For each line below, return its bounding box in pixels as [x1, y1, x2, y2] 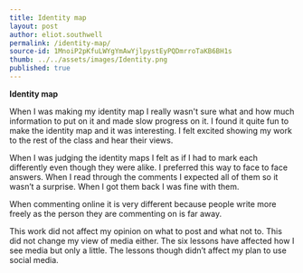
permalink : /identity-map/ [9, 38, 111, 48]
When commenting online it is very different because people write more [9, 198, 277, 209]
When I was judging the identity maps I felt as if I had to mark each [9, 152, 259, 163]
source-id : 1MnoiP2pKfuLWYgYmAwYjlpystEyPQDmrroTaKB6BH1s [9, 47, 232, 56]
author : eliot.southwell [9, 30, 103, 39]
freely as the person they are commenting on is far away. [9, 208, 223, 219]
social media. [9, 254, 59, 265]
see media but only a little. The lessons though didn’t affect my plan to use [9, 245, 287, 256]
